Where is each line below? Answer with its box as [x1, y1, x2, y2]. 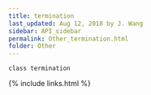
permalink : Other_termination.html [8, 34, 129, 43]
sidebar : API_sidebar [8, 27, 82, 35]
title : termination [8, 11, 75, 20]
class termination [8, 64, 71, 73]
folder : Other [8, 42, 57, 50]
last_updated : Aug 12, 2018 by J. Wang [8, 19, 144, 28]
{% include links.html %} [8, 79, 91, 89]
